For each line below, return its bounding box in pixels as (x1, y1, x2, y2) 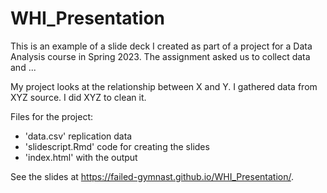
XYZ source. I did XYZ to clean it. (10, 91, 147, 103)
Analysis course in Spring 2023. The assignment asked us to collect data (10, 50, 311, 62)
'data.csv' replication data (24, 130, 133, 142)
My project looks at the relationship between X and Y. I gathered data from (10, 80, 318, 92)
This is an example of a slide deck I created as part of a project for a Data (10, 40, 313, 52)
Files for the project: (10, 110, 94, 122)
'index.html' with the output (24, 151, 138, 163)
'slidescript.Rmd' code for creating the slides (24, 140, 210, 152)
